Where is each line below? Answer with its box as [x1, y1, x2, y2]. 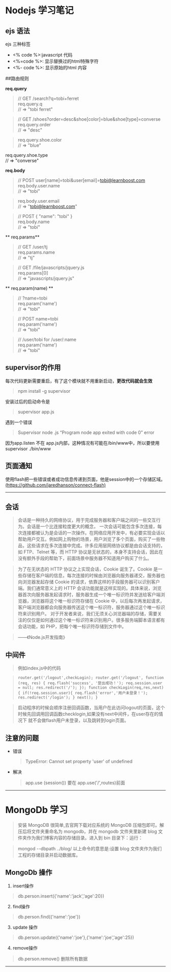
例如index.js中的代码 [17, 665, 61, 671]
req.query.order [17, 122, 51, 127]
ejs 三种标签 [5, 41, 31, 47]
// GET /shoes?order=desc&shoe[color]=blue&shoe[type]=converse [17, 116, 161, 122]
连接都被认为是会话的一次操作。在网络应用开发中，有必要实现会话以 [22, 530, 165, 536]
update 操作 [12, 924, 38, 930]
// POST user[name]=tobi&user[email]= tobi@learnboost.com [17, 177, 146, 183]
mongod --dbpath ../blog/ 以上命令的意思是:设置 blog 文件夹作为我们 [17, 846, 162, 851]
